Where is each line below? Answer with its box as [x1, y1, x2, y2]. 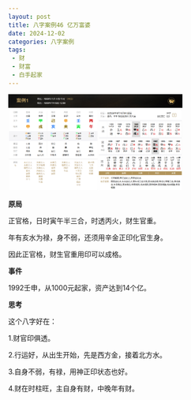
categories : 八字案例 [8, 38, 75, 46]
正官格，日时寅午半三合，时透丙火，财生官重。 [8, 216, 160, 226]
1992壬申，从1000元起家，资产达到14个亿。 [8, 283, 152, 293]
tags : [8, 46, 26, 54]
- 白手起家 [11, 71, 43, 79]
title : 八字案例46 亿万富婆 [8, 21, 91, 29]
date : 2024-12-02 [8, 29, 66, 37]
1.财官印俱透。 [8, 334, 55, 343]
